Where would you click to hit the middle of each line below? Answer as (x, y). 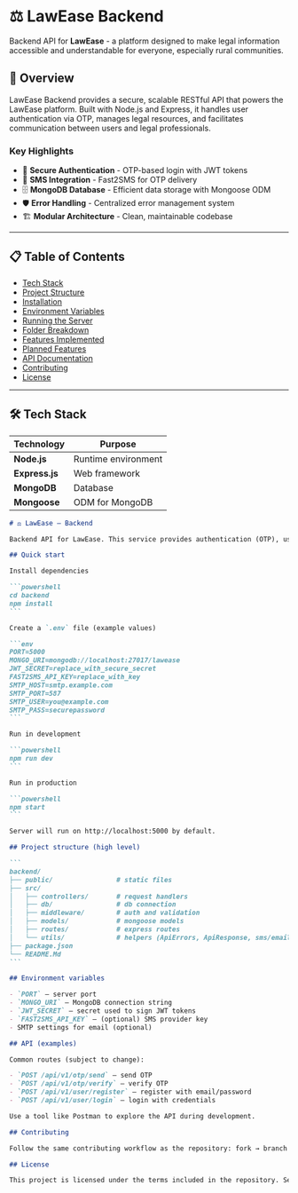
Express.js (36, 473)
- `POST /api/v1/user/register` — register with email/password (130, 1092)
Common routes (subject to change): (77, 1059)
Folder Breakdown (55, 329)
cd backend (29, 596)
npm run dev (31, 759)
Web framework (107, 473)
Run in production (43, 783)
